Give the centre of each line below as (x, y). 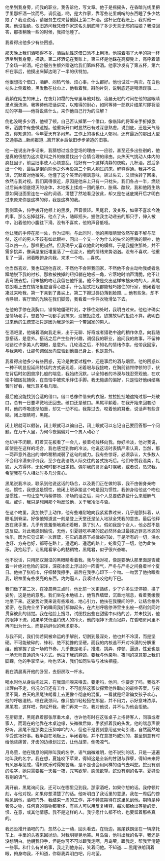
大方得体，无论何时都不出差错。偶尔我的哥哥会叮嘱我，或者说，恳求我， (87, 467)
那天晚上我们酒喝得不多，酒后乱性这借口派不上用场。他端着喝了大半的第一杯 (82, 53)
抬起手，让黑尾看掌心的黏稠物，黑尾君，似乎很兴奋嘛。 (74, 549)
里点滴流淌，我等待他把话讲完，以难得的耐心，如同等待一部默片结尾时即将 (80, 105)
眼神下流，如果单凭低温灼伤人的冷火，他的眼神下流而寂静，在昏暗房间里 (82, 620)
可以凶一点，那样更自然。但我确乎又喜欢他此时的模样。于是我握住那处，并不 (82, 245)
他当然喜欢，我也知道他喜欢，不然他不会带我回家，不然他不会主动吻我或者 (80, 268)
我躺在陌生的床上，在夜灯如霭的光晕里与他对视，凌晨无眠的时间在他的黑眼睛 (82, 98)
